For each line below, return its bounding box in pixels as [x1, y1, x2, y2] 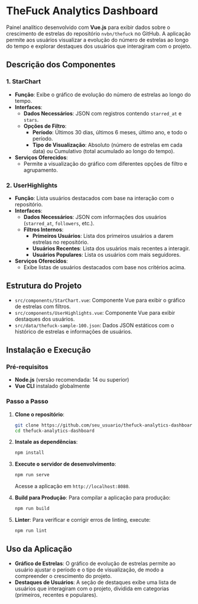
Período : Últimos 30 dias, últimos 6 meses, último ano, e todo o [32, 128, 187, 135]
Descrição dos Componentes [6, 60, 116, 70]
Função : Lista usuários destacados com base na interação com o [14, 194, 174, 202]
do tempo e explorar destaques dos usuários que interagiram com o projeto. [6, 43, 192, 50]
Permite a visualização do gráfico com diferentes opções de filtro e [23, 160, 187, 167]
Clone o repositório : [14, 411, 65, 418]
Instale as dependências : [14, 438, 78, 445]
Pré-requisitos [6, 363, 48, 371]
